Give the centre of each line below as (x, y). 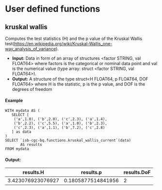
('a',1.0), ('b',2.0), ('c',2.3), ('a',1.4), (61, 119)
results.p (91, 173)
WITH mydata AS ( (23, 111)
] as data (21, 132)
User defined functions (53, 9)
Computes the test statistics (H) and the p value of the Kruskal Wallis (73, 38)
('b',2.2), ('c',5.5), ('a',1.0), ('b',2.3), (61, 123)
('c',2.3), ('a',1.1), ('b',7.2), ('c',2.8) (59, 128)
